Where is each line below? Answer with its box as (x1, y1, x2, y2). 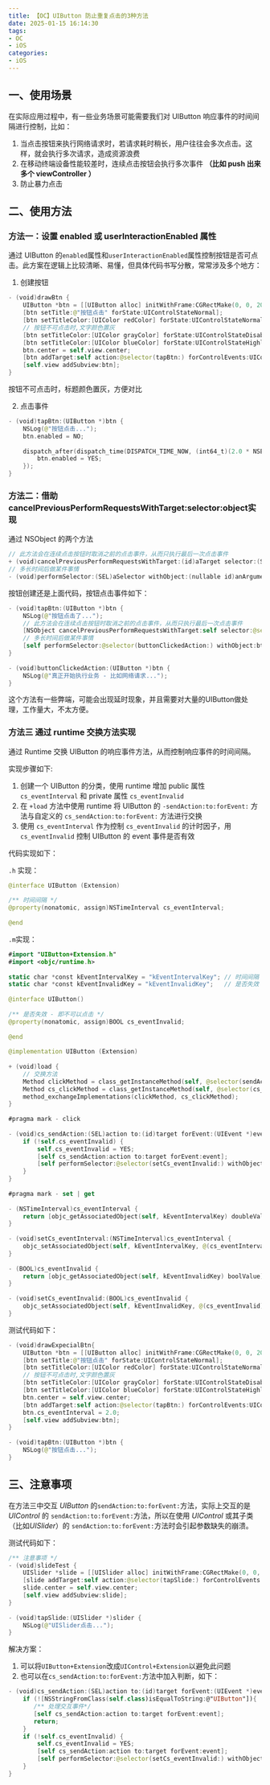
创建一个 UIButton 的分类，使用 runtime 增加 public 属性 (19, 781, 206, 790)
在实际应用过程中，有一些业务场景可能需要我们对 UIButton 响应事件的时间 (8, 111, 253, 121)
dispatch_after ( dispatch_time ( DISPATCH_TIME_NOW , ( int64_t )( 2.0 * (22, 447, 250, 456)
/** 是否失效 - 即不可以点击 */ (8, 1010, 104, 1018)
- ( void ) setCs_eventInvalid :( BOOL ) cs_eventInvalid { (8, 1295, 189, 1303)
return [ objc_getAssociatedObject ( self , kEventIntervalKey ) (22, 1212, 228, 1220)
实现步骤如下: (8, 764, 54, 773)
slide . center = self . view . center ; (22, 1584, 138, 1592)
